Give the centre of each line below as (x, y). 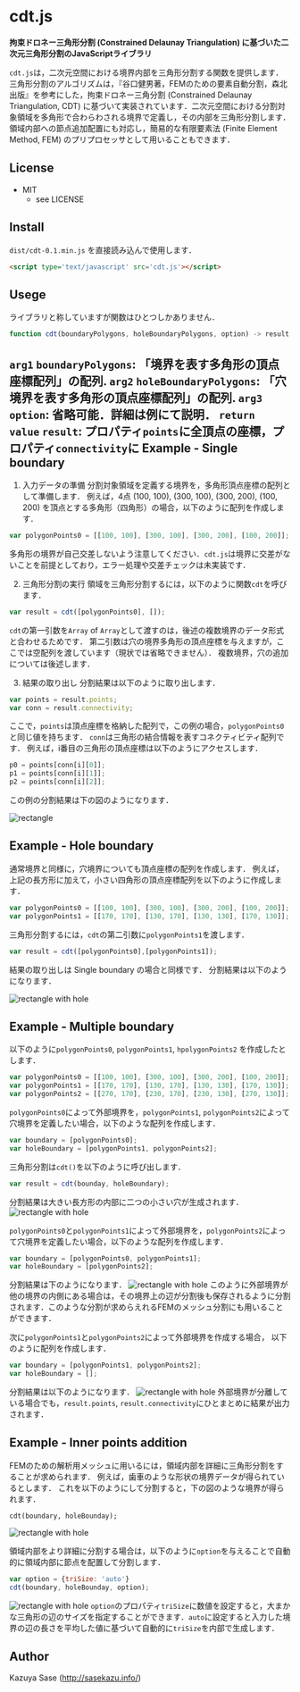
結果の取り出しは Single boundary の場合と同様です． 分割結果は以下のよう (148, 969)
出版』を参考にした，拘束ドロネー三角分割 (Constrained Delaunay (131, 95)
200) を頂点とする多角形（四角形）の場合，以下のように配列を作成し (149, 507)
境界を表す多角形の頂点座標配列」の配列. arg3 (136, 398)
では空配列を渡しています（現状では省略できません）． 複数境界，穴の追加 (153, 652)
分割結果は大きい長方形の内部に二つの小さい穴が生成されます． (126, 1202)
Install (27, 227)
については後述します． (52, 664)
